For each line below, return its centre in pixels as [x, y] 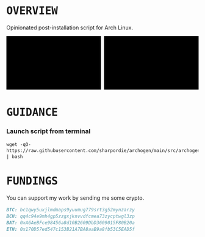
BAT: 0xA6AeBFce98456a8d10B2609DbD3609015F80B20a [71, 223]
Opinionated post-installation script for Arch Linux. [70, 27]
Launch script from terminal [49, 131]
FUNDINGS [32, 181]
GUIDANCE [32, 112]
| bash [15, 157]
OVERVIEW [32, 11]
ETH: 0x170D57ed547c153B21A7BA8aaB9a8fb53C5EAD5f [71, 229]
